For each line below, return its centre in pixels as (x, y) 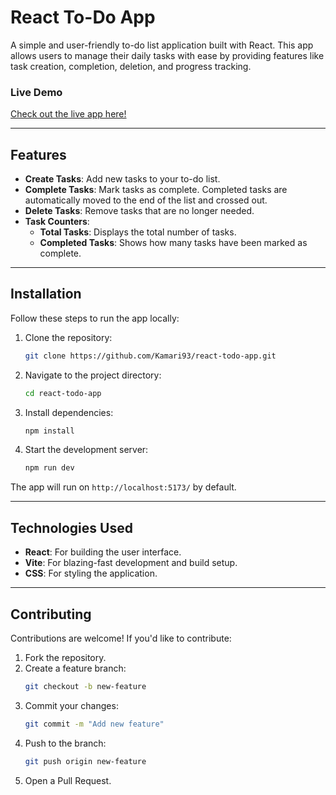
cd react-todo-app (63, 393)
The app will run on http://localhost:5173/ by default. (123, 487)
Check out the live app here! (68, 114)
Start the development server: (86, 450)
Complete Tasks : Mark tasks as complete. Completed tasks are (156, 190)
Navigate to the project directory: (93, 375)
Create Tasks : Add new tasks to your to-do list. (122, 179)
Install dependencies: (69, 412)
